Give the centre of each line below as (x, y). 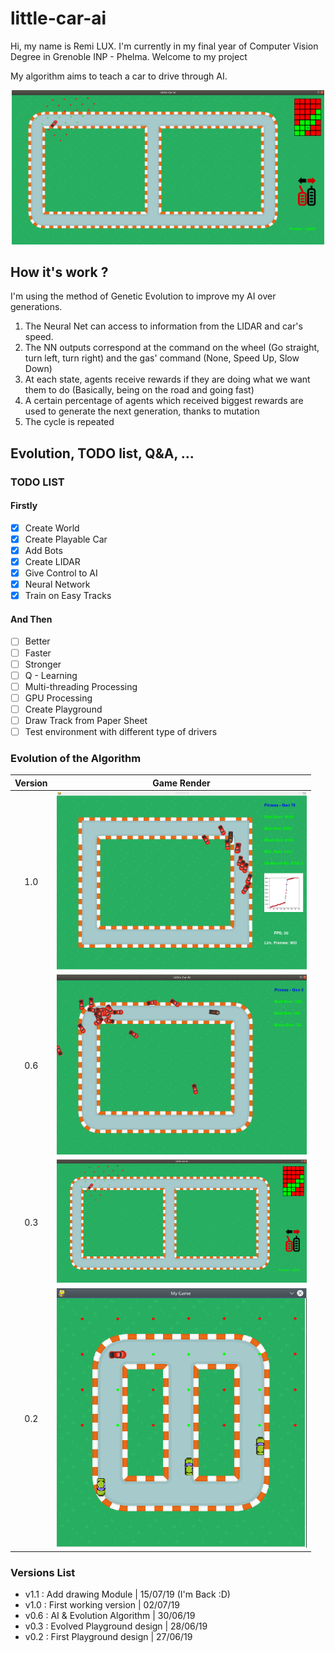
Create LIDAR (52, 562)
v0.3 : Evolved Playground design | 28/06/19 (116, 1626)
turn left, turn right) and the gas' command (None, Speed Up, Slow (162, 358)
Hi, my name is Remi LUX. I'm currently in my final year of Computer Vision (164, 46)
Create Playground (63, 709)
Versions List (43, 1573)
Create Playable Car (66, 539)
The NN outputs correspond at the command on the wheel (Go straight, (172, 348)
